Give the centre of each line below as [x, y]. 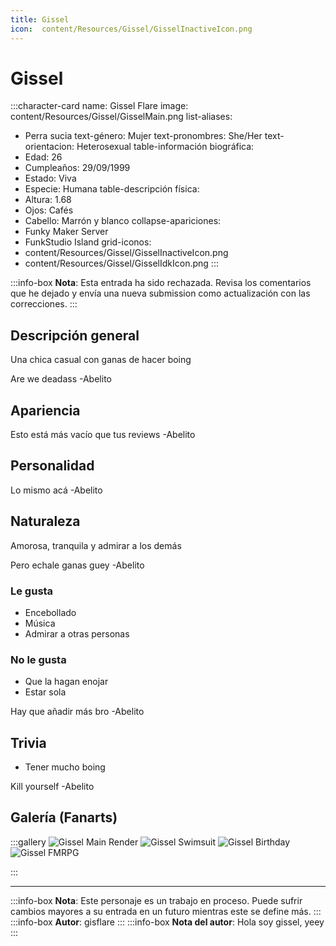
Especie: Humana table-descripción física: [112, 189]
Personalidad [52, 466]
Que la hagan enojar [66, 682]
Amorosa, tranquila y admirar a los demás [96, 545]
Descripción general [75, 335]
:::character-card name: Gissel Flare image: [99, 106]
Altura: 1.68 [48, 200]
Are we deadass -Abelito [61, 379]
